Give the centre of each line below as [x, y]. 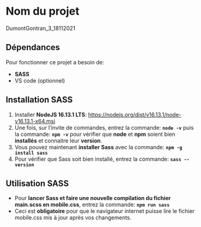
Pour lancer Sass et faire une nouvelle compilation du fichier [93, 198]
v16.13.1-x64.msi [35, 121]
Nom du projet [43, 11]
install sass [31, 153]
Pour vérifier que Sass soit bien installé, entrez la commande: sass [98, 159]
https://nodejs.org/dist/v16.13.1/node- [134, 114]
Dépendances [33, 47]
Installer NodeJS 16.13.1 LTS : [50, 114]
